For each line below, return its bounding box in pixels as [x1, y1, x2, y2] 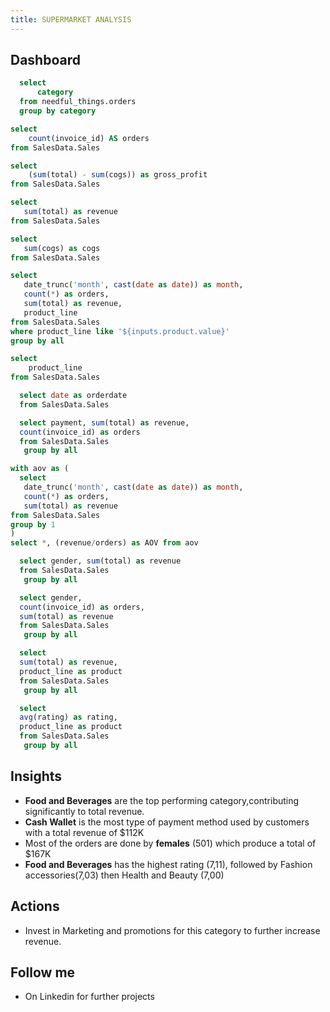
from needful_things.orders [19, 97, 137, 107]
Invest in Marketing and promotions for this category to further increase [24, 924, 321, 936]
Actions [10, 898, 60, 915]
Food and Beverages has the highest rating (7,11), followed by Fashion [24, 858, 313, 870]
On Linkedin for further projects [24, 991, 155, 1003]
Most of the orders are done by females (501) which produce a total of [24, 837, 317, 849]
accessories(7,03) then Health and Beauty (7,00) [24, 869, 225, 881]
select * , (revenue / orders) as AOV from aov [10, 538, 199, 548]
